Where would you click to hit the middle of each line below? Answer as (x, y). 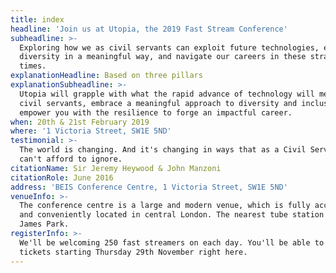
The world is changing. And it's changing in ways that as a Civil (163, 150)
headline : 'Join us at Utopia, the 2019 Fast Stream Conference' (149, 29)
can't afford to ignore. (71, 159)
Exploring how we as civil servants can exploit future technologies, (169, 47)
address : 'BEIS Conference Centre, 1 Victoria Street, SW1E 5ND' (149, 187)
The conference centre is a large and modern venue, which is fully (165, 206)
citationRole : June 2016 (62, 177)
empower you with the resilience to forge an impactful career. (156, 112)
